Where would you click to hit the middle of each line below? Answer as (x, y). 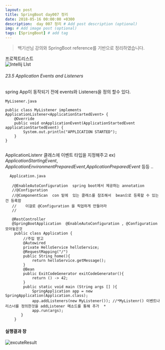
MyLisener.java (21, 101)
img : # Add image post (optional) (41, 29)
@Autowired (34, 243)
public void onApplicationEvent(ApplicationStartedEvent (75, 123)
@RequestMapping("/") (46, 252)
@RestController (29, 219)
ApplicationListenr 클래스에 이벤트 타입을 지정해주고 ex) (60, 155)
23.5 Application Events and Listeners (44, 76)
